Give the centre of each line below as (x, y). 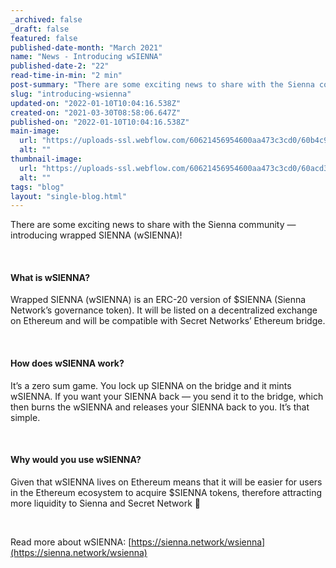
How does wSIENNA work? (67, 363)
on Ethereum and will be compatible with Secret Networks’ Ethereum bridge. (168, 321)
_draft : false (40, 29)
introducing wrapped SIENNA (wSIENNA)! (96, 235)
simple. (25, 417)
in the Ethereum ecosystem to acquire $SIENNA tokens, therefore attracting (166, 492)
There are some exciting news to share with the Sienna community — (153, 225)
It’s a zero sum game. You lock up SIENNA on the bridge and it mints (151, 385)
